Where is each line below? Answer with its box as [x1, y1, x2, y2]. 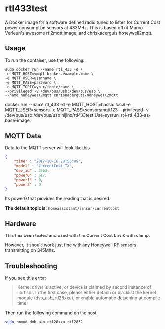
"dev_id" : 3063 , [14, 168, 50, 173]
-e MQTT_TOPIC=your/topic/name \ [5, 84, 74, 89]
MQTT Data [5, 132, 41, 140]
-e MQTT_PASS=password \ [5, 80, 56, 85]
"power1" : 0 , [14, 177, 43, 182]
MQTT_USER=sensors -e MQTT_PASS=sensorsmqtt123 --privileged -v [5, 107, 149, 113]
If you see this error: [5, 275, 46, 281]
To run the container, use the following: [5, 57, 85, 63]
